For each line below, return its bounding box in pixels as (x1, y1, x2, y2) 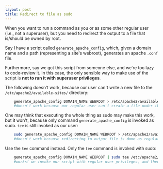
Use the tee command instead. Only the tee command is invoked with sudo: (5, 146, 157, 151)
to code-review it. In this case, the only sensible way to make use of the (5, 70, 148, 75)
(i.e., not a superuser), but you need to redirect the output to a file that (5, 30, 146, 36)
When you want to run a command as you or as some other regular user (5, 25, 149, 31)
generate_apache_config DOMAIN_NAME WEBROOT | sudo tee (14, 155, 130, 160)
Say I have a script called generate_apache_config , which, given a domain (5, 45, 151, 51)
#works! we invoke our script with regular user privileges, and (14, 159, 149, 164)
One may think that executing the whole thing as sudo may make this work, (5, 113, 155, 118)
